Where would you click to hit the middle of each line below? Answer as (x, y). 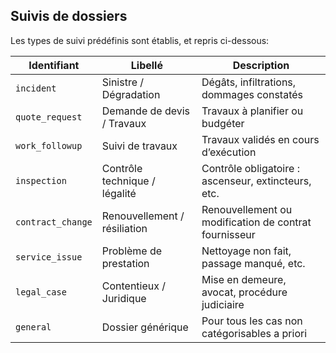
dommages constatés (252, 94)
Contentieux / (134, 286)
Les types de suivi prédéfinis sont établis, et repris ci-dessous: (140, 40)
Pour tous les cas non (252, 321)
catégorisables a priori (254, 333)
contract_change (54, 222)
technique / (128, 181)
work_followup (49, 145)
